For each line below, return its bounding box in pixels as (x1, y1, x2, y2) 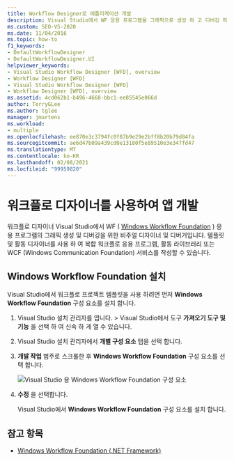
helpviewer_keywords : (7, 62, 70, 69)
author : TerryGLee (7, 101, 61, 108)
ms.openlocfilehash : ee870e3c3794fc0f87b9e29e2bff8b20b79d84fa (7, 133, 195, 140)
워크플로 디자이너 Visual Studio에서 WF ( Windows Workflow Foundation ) (7, 222, 215, 230)
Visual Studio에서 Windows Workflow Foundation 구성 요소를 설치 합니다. (17, 405, 226, 414)
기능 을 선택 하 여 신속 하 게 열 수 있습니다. (17, 322, 132, 331)
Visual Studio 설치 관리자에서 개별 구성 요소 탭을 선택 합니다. (17, 337, 182, 345)
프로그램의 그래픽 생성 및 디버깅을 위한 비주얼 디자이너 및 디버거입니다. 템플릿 (14, 230, 225, 239)
